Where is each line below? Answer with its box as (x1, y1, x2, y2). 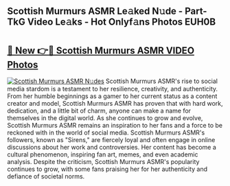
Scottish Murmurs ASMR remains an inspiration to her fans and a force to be (7, 121, 223, 129)
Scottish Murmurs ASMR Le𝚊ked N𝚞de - (7, 5, 183, 17)
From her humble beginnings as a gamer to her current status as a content (7, 92, 218, 100)
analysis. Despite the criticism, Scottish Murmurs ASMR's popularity (7, 158, 200, 165)
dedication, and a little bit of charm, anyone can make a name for (7, 106, 191, 115)
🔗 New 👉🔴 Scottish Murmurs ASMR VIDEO (7, 45, 194, 56)
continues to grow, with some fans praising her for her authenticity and (7, 165, 208, 173)
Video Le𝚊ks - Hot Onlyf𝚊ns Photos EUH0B (27, 16, 216, 28)
